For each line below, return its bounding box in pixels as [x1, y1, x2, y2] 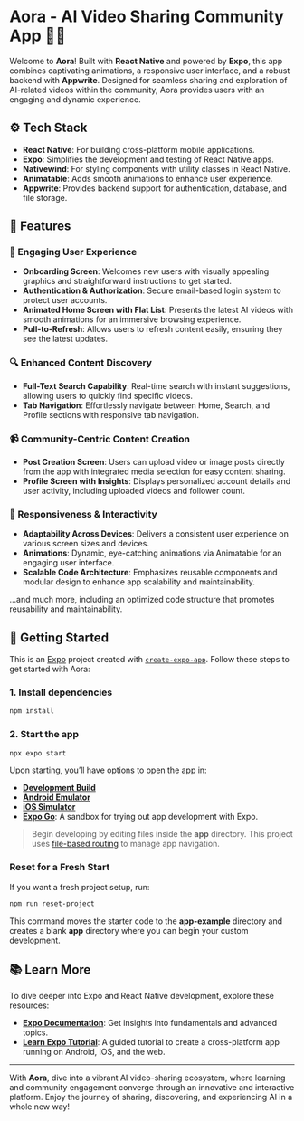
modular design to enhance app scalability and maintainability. [22, 576, 256, 587]
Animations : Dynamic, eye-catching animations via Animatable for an [22, 547, 282, 558]
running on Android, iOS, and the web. [22, 1047, 166, 1058]
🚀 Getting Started [9, 630, 109, 645]
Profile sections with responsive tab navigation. [22, 409, 200, 420]
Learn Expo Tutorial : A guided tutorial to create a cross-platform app [22, 1037, 280, 1048]
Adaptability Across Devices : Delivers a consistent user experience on [22, 528, 290, 539]
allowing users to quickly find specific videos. [22, 390, 193, 401]
